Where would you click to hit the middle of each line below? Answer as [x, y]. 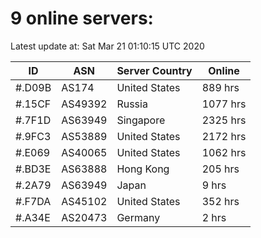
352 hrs [220, 201]
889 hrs [220, 87]
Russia [132, 104]
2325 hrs [224, 120]
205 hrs [220, 169]
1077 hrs [224, 104]
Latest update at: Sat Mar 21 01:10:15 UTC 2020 [107, 46]
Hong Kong [143, 169]
